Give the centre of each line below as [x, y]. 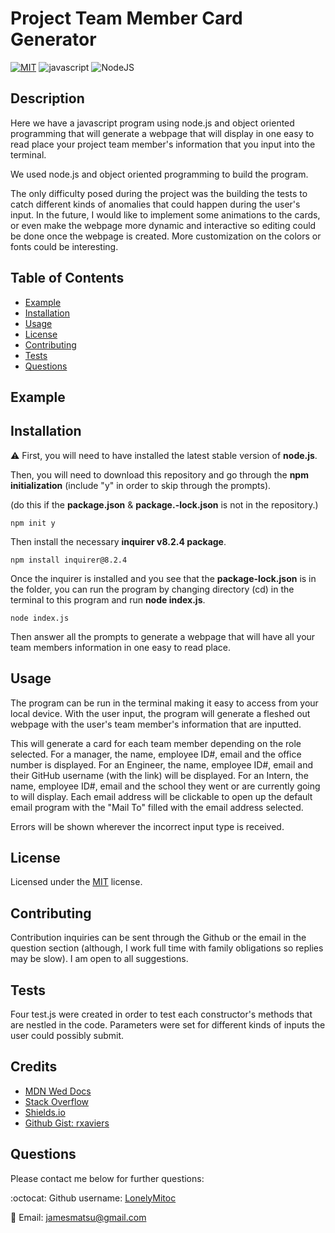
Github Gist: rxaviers [67, 1123]
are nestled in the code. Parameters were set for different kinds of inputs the [168, 1025]
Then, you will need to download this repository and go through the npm [159, 474]
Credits [34, 1067]
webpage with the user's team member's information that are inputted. [156, 724]
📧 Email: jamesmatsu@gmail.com [78, 1217]
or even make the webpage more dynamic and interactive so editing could [163, 225]
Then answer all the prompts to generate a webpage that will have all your [163, 636]
